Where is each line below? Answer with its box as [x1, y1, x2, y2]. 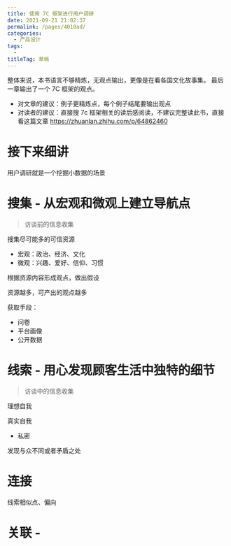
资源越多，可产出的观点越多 [7, 288, 87, 296]
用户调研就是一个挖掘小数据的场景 [7, 168, 106, 177]
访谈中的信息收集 [24, 387, 74, 395]
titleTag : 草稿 [7, 56, 50, 63]
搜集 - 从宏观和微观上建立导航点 [7, 195, 191, 211]
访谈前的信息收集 [24, 220, 74, 228]
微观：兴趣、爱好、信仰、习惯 [17, 258, 104, 266]
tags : [7, 43, 23, 50]
